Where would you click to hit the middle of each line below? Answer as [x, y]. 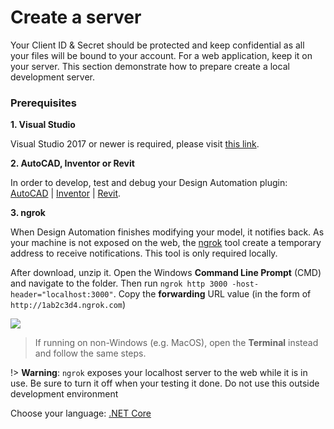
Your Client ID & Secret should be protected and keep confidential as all [157, 45]
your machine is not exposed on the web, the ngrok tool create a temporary [166, 243]
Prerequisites [43, 103]
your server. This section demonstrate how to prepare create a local [150, 66]
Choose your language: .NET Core [81, 413]
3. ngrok [28, 213]
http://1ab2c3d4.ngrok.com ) [68, 305]
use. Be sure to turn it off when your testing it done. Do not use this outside [165, 383]
